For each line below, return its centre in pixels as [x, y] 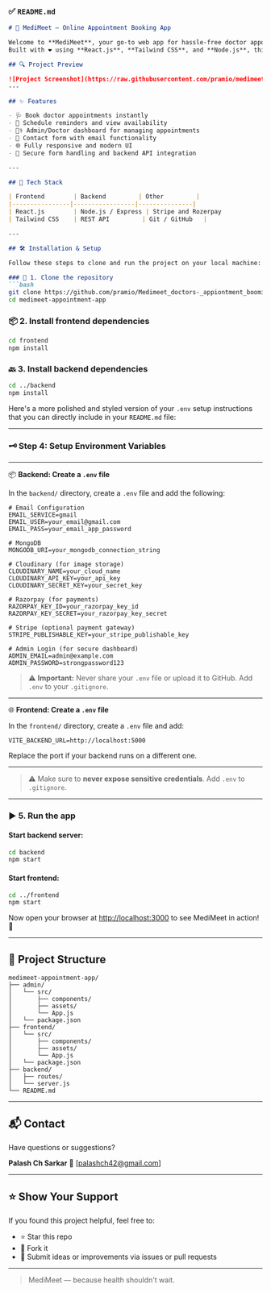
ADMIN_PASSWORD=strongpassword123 [67, 663]
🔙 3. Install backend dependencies [78, 369]
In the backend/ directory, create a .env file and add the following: [117, 493]
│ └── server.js [39, 1084]
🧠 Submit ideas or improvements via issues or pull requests [119, 1257]
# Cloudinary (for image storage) [67, 565]
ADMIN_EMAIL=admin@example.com [61, 656]
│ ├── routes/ [35, 1077]
